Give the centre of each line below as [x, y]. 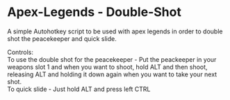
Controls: [20, 52]
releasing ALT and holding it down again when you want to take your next [112, 74]
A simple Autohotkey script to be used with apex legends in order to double [115, 31]
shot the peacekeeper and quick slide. [62, 38]
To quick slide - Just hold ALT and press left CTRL [79, 89]
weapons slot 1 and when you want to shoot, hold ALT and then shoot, [107, 67]
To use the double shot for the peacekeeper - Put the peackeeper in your [112, 59]
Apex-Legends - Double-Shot [95, 12]
